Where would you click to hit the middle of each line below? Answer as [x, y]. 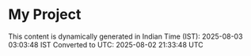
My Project [45, 15]
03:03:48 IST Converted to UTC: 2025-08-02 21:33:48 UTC [106, 44]
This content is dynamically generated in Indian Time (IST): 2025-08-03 [125, 36]
